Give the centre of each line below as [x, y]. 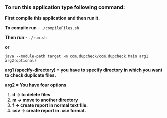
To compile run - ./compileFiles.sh [42, 28]
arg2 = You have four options [36, 85]
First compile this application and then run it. [53, 18]
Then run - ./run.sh [26, 38]
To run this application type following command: [65, 7]
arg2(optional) [21, 61]
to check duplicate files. [31, 75]
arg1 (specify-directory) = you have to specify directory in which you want [84, 70]
